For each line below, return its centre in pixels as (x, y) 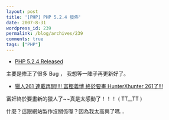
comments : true (25, 39)
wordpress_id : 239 (29, 28)
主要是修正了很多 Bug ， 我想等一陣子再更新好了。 (67, 73)
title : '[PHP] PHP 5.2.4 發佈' (44, 17)
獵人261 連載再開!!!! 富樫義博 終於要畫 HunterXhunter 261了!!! (89, 86)
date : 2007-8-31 (26, 22)
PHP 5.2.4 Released (39, 61)
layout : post (22, 12)
